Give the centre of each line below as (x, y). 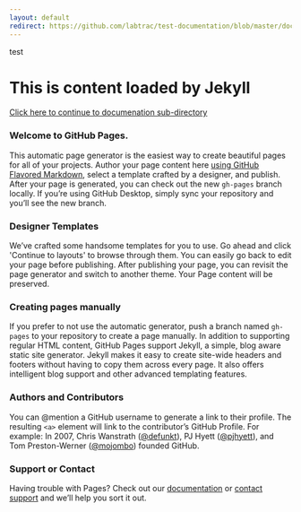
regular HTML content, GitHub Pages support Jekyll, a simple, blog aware (145, 345)
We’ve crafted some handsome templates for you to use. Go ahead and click (150, 246)
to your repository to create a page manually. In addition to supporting (160, 336)
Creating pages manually (65, 307)
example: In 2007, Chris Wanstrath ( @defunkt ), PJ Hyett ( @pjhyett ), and (142, 436)
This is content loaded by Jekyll (130, 87)
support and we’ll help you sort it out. (78, 498)
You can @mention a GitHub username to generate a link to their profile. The (150, 417)
